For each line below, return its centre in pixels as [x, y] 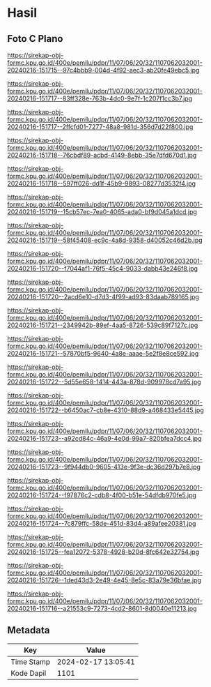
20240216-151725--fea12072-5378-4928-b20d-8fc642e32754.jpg [103, 552]
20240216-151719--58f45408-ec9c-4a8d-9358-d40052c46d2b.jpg [105, 240]
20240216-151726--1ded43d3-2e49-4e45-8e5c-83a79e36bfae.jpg [104, 580]
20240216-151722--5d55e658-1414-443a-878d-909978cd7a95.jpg [104, 382]
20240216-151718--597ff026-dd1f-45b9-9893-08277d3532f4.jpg [102, 183]
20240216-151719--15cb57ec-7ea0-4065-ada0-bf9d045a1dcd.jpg [102, 212]
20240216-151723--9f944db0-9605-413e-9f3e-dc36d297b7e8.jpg [104, 467]
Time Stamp [31, 662]
